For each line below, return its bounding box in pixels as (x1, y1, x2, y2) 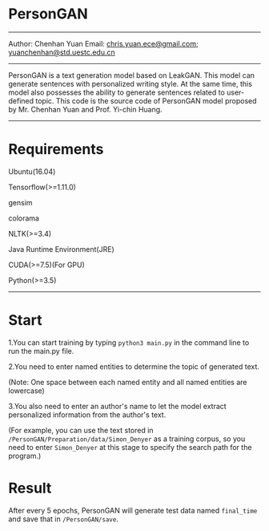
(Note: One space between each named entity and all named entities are (8, 377, 247, 387)
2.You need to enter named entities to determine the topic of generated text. (8, 362, 260, 371)
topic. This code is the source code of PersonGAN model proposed (35, 95, 258, 105)
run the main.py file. (8, 346, 74, 355)
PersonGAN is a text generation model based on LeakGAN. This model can (8, 70, 255, 80)
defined (8, 95, 34, 105)
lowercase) (8, 386, 46, 395)
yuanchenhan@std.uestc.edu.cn (8, 47, 115, 57)
